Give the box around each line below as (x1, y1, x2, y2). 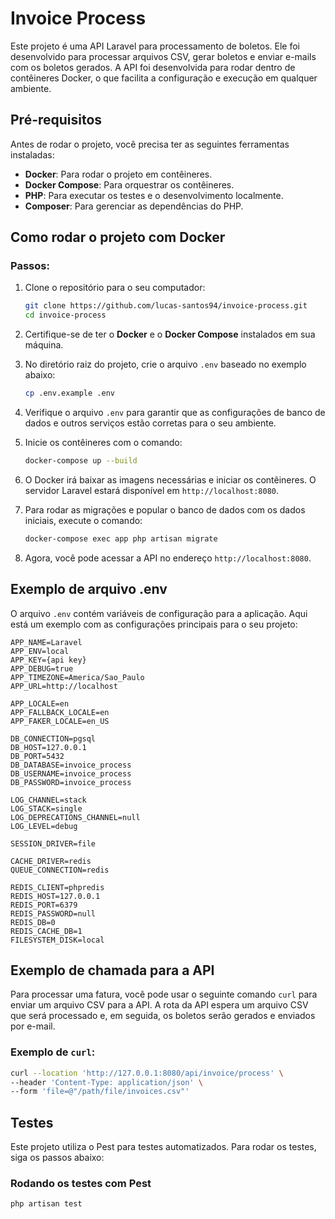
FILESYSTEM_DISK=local (10, 935, 105, 945)
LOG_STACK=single (10, 803, 83, 814)
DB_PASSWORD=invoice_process (10, 777, 132, 787)
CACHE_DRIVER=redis (10, 856, 92, 866)
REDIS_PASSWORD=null (10, 908, 97, 919)
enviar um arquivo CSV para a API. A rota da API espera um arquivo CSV (10, 999, 309, 1011)
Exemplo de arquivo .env (10, 581, 168, 598)
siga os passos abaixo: (10, 1152, 105, 1164)
